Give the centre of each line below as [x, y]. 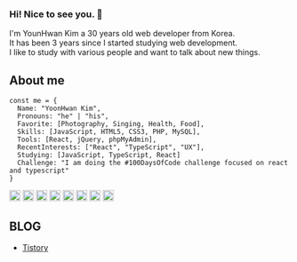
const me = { [33, 101]
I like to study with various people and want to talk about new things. [135, 52]
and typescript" [39, 171]
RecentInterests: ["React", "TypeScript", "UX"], [111, 147]
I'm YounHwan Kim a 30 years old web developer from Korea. [122, 34]
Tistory [35, 247]
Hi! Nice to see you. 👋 [56, 14]
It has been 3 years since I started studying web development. [124, 43]
